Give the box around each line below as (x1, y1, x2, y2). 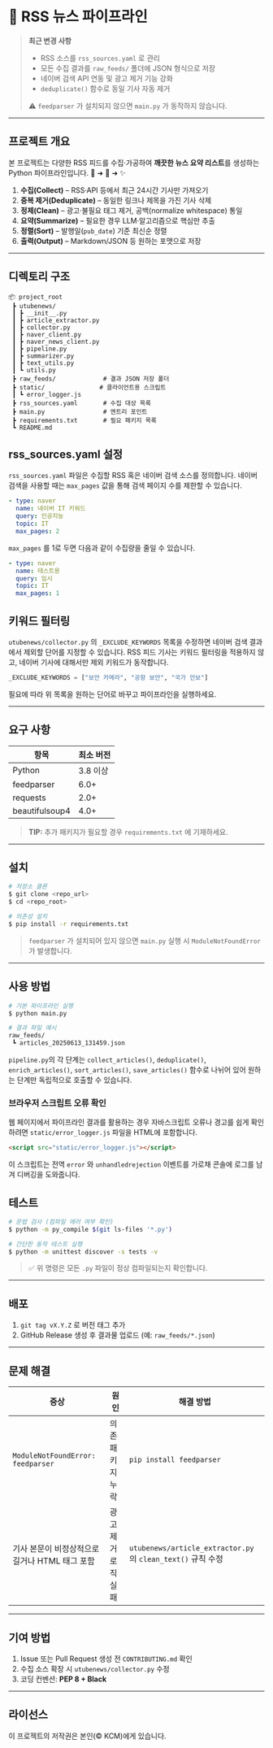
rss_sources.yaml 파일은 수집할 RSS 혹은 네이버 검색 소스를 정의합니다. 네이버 (8, 471, 258, 480)
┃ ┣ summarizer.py (11, 351, 75, 360)
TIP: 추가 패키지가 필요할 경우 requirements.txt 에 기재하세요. (28, 827, 228, 837)
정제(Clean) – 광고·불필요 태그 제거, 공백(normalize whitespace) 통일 (19, 205, 243, 215)
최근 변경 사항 (28, 36, 71, 46)
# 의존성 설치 (8, 912, 48, 921)
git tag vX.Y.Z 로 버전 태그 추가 (19, 1320, 126, 1330)
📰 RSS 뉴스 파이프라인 (8, 7, 148, 26)
